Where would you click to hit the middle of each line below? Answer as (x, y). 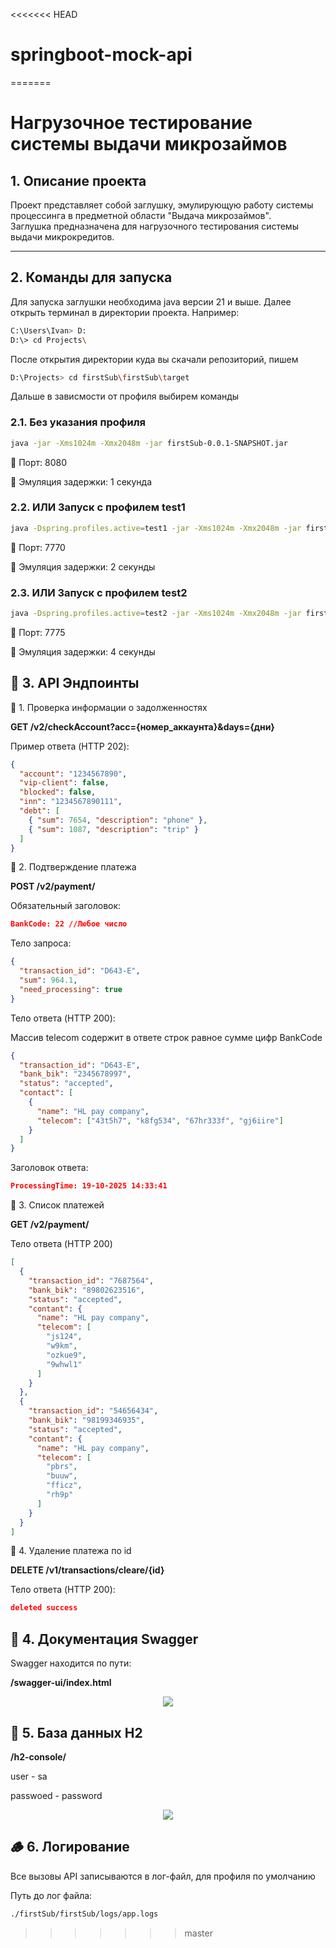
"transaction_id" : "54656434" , (93, 1411)
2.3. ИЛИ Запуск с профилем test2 (99, 592)
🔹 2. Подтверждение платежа (73, 867)
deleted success (44, 1608)
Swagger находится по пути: (71, 1663)
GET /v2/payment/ (50, 1225)
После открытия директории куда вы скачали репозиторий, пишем (154, 359)
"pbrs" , (62, 1467)
